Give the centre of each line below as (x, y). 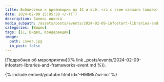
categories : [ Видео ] (26, 28)
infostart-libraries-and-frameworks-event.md (51, 65)
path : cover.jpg (26, 41)
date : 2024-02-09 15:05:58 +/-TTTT (41, 14)
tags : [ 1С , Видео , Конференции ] (38, 32)
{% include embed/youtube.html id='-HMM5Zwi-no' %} (61, 74)
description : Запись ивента (34, 19)
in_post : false (25, 46)
